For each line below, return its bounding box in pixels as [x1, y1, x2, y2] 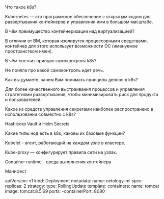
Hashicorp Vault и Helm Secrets [5, 121, 70, 126]
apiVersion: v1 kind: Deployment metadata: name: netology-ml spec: [5, 178, 143, 183]
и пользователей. [5, 97, 42, 102]
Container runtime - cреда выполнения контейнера [5, 159, 111, 165]
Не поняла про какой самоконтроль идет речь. [5, 67, 104, 73]
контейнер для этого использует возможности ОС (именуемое [5, 43, 138, 49]
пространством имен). [5, 49, 53, 54]
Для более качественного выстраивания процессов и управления [5, 86, 145, 92]
